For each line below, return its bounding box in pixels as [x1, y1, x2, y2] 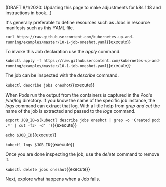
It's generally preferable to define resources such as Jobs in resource [5, 20, 150, 25]
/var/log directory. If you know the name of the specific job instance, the [5, 98, 155, 103]
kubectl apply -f [5, 58, 42, 63]
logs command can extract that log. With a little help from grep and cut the [5, 103, 160, 109]
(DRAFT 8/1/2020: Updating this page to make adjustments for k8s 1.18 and [5, 5, 161, 10]
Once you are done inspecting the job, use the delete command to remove [5, 151, 160, 157]
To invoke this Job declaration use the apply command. [5, 49, 121, 54]
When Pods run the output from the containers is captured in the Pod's [5, 92, 153, 98]
